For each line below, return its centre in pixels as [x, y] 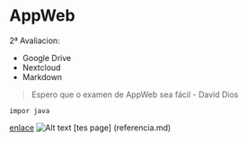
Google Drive [47, 58]
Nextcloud [41, 67]
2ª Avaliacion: [35, 40]
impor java [30, 111]
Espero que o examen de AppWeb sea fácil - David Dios [135, 94]
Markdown [42, 76]
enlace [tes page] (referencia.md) [90, 128]
